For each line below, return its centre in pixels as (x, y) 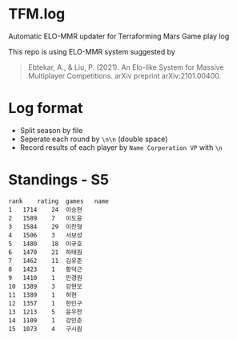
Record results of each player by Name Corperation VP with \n (121, 147)
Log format (46, 108)
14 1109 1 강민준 (45, 320)
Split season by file (51, 130)
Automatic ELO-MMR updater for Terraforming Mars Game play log (119, 36)
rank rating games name (59, 201)
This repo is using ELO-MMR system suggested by (92, 51)
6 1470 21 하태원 (45, 252)
